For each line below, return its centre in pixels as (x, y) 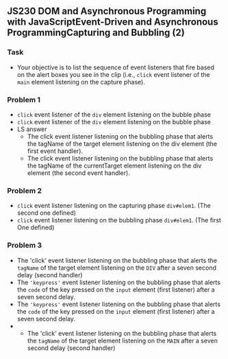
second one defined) (47, 213)
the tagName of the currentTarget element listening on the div (114, 165)
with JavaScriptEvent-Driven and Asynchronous (113, 22)
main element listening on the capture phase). (81, 82)
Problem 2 (25, 190)
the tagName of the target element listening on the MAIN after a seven (122, 340)
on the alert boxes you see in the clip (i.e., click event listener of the (113, 74)
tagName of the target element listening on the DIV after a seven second (117, 268)
